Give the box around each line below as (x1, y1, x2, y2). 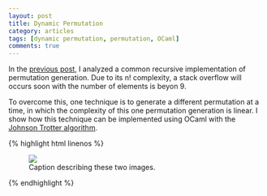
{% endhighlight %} (8, 178, 75, 188)
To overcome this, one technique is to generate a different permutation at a (8, 97, 260, 107)
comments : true (8, 42, 60, 50)
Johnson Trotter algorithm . (8, 123, 98, 133)
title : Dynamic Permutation (8, 19, 104, 28)
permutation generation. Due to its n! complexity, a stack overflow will (8, 73, 242, 83)
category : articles (8, 27, 75, 35)
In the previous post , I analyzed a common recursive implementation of (8, 64, 246, 74)
